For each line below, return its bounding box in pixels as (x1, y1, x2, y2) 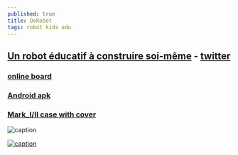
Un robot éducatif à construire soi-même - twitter (7, 50, 231, 62)
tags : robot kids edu (7, 23, 72, 31)
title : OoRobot (7, 17, 53, 24)
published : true (7, 10, 55, 18)
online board (7, 71, 52, 81)
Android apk (7, 90, 51, 100)
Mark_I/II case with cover (7, 109, 97, 119)
